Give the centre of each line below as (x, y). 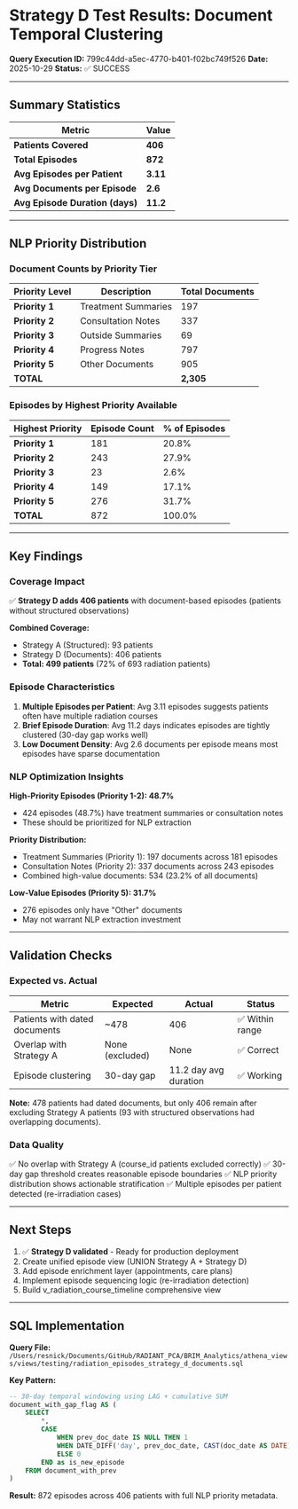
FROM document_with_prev (71, 1470)
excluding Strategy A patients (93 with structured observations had (132, 1112)
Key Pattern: (32, 1379)
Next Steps (40, 1230)
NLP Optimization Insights (67, 776)
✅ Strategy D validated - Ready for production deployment (130, 1251)
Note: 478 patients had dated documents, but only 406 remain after (133, 1103)
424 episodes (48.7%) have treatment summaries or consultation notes (153, 813)
